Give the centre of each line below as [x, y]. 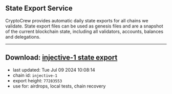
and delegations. [23, 37]
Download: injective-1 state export [61, 58]
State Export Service [39, 8]
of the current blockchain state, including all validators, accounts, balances [84, 31]
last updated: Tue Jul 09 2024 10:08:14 [54, 70]
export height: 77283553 [37, 80]
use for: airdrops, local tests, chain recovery [59, 86]
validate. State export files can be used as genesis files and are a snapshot [84, 26]
